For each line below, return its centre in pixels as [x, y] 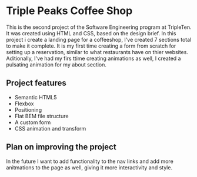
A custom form [33, 122]
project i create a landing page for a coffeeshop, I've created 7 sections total [99, 39]
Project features [36, 83]
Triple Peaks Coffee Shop [69, 11]
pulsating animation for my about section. [56, 64]
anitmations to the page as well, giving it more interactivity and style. [89, 167]
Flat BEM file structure [41, 116]
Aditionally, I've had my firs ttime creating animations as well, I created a [94, 58]
